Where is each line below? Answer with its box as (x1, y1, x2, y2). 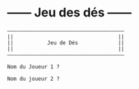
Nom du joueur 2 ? (7, 75, 60, 82)
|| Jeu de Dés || (7, 39, 125, 46)
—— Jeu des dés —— (7, 5, 132, 21)
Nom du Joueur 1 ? (7, 63, 60, 70)
